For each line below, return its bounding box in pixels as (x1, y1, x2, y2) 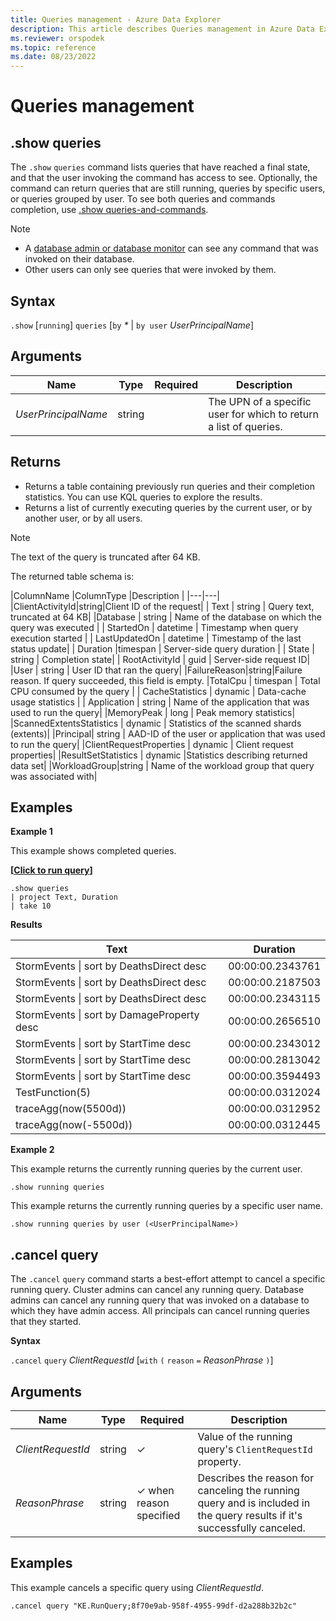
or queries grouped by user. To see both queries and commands (10, 193, 276, 205)
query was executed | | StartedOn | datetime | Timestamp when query (10, 621, 299, 633)
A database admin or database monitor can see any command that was (24, 242, 319, 255)
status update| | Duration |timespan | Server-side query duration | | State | (10, 642, 316, 655)
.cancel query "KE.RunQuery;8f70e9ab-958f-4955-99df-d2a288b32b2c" (10, 1601, 298, 1611)
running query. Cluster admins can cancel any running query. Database (10, 1284, 305, 1296)
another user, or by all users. (24, 512, 143, 524)
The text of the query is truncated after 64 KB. (10, 551, 201, 563)
